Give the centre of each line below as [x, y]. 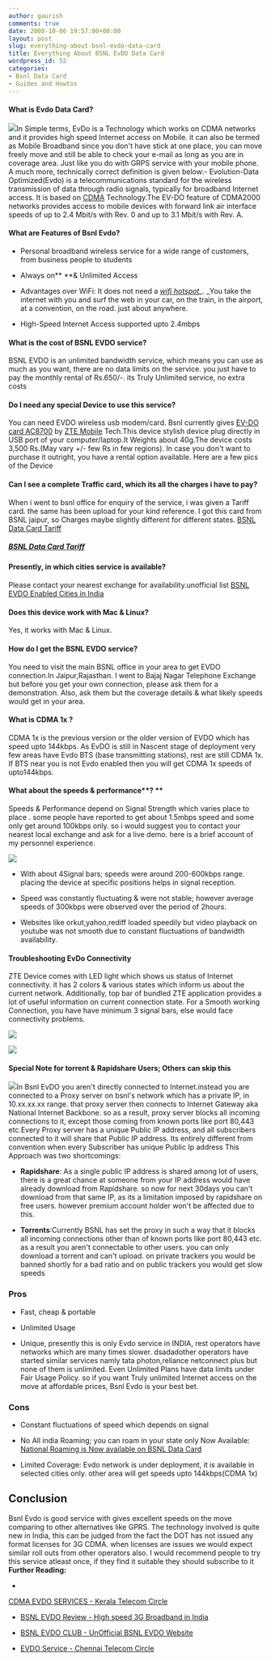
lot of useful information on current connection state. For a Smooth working [134, 1002]
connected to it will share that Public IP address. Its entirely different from [131, 1139]
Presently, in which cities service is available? [87, 567]
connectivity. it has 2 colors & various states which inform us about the [127, 985]
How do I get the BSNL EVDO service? [73, 648]
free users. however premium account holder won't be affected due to [137, 1206]
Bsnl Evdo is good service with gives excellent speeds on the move [120, 1518]
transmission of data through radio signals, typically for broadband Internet [133, 189]
